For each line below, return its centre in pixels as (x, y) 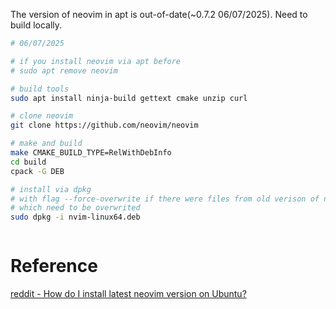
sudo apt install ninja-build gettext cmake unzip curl (129, 98)
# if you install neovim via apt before (96, 61)
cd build (28, 162)
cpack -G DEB (37, 171)
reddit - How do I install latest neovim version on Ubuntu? (128, 294)
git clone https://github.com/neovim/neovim (104, 125)
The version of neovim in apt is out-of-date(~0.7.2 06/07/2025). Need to (159, 14)
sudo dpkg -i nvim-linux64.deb (75, 217)
